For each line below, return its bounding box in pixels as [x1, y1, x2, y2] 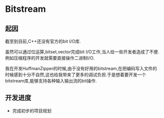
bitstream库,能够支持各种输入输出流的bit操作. [5, 78, 97, 83]
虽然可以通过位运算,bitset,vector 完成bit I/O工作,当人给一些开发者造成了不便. [5, 49, 160, 55]
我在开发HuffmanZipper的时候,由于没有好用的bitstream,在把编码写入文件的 [5, 66, 157, 71]
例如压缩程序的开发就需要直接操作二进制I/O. [5, 55, 95, 61]
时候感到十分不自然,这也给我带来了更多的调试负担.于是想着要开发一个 [5, 72, 147, 78]
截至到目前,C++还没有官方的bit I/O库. [5, 39, 81, 44]
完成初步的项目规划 [12, 108, 52, 114]
